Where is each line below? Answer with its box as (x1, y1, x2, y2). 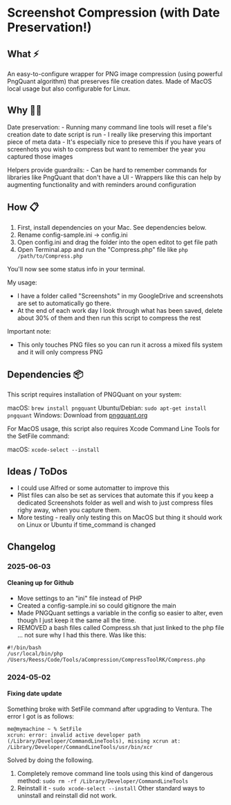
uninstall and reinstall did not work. (17, 791, 118, 799)
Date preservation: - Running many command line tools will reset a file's (7, 123, 212, 131)
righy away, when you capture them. (17, 506, 122, 514)
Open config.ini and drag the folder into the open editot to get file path (17, 237, 218, 246)
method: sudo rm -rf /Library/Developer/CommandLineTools (17, 777, 189, 785)
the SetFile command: (7, 432, 70, 440)
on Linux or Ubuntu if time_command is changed (17, 521, 156, 529)
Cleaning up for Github (7, 579, 74, 587)
